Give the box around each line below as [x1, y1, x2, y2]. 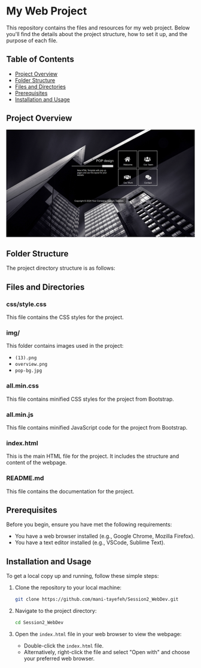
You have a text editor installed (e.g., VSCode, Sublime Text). [14, 539, 166, 546]
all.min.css [6, 381, 39, 390]
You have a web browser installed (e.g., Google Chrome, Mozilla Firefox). [14, 533, 195, 540]
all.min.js [6, 410, 34, 419]
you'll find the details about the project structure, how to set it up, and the [6, 30, 188, 37]
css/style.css [6, 300, 47, 308]
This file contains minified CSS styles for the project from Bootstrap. [6, 395, 175, 402]
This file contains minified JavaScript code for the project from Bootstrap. [6, 424, 188, 431]
